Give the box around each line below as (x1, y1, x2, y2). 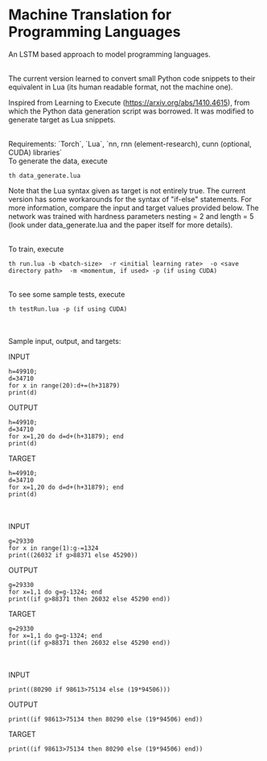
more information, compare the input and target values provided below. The (8, 203, 259, 213)
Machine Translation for (8, 6, 172, 24)
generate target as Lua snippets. (8, 114, 117, 124)
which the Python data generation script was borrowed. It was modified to (8, 106, 254, 116)
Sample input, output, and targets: (8, 336, 121, 345)
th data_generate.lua (8, 172, 81, 180)
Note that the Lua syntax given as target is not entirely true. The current (8, 185, 246, 195)
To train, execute (8, 244, 64, 254)
